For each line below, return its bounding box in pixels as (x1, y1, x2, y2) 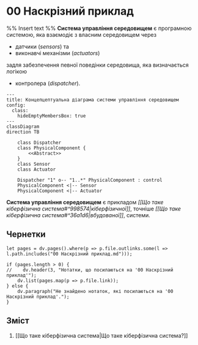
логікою (6, 67, 28, 75)
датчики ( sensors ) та (15, 43, 69, 50)
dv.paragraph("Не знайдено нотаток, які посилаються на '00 (17, 288, 174, 294)
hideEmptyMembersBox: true (17, 113, 86, 119)
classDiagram (6, 124, 40, 130)
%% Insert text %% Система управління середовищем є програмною (6, 24, 192, 32)
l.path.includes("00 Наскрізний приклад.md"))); (6, 251, 133, 257)
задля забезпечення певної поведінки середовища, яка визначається (6, 61, 189, 69)
